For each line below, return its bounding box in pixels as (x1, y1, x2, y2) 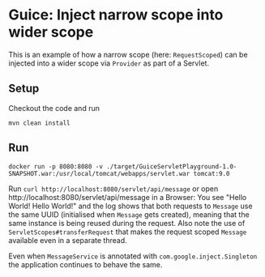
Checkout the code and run (8, 103, 100, 113)
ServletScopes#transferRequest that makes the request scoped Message (8, 227, 247, 237)
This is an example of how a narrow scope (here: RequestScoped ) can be (8, 49, 249, 59)
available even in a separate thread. (8, 235, 127, 245)
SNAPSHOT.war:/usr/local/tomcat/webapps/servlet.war (8, 169, 190, 177)
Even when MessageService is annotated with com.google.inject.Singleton (8, 251, 258, 261)
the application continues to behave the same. (8, 259, 163, 269)
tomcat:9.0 (193, 169, 230, 177)
